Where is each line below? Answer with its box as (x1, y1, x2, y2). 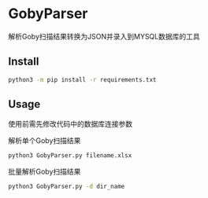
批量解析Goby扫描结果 (8, 167, 81, 177)
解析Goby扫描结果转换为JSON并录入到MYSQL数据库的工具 (8, 31, 200, 41)
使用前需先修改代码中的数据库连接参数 (8, 119, 132, 129)
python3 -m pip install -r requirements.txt (8, 75, 157, 83)
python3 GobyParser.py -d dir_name (8, 182, 125, 191)
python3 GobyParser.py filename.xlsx (8, 152, 132, 159)
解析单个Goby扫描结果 (8, 136, 81, 145)
